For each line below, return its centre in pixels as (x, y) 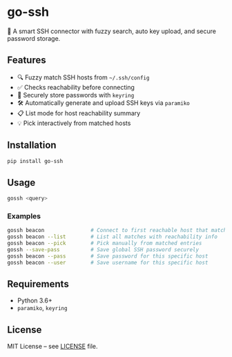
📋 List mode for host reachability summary (79, 113)
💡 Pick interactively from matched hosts (74, 123)
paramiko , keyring (42, 308)
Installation (32, 145)
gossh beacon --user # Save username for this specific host (108, 262)
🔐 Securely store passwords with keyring (76, 95)
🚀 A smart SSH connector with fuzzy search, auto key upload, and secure (112, 31)
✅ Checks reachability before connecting (76, 87)
